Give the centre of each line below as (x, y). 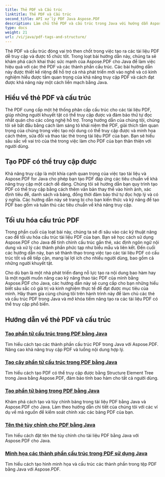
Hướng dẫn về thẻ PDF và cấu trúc (58, 320)
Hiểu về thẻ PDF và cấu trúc (48, 98)
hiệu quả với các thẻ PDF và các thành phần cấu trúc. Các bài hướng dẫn (79, 66)
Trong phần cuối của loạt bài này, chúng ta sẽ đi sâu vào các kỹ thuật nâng (81, 232)
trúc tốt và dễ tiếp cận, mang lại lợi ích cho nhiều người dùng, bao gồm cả (80, 258)
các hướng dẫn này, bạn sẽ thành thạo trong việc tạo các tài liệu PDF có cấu (82, 253)
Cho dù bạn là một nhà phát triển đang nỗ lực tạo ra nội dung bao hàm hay (81, 273)
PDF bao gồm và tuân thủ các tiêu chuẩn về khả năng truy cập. (69, 205)
